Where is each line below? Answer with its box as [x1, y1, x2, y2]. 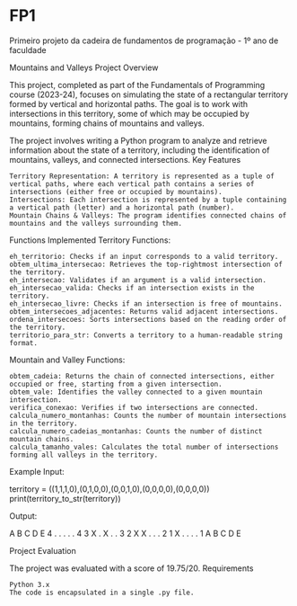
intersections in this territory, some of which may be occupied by [9, 108, 249, 119]
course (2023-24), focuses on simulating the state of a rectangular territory [9, 89, 289, 100]
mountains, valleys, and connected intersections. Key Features [9, 154, 241, 165]
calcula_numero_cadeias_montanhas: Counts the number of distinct [9, 426, 263, 436]
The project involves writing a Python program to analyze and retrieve [9, 135, 267, 146]
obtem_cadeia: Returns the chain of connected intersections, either [9, 371, 275, 380]
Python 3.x [9, 580, 50, 589]
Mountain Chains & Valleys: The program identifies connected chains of [9, 210, 287, 220]
